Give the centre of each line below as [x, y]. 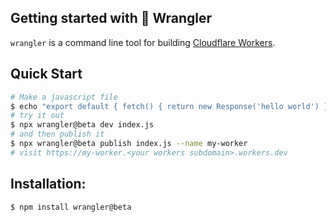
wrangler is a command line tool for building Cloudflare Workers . [143, 42]
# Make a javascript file [64, 97]
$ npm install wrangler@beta [71, 207]
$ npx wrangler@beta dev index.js [82, 125]
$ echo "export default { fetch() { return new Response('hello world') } [169, 106]
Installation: [48, 184]
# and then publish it [57, 134]
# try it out [37, 116]
